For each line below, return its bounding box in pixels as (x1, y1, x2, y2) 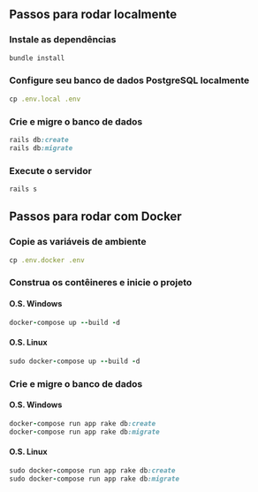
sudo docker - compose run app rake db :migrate (9, 474, 179, 483)
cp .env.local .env (9, 95, 81, 103)
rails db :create (9, 136, 69, 145)
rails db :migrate (9, 143, 73, 153)
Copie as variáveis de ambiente (9, 236, 147, 248)
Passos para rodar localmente (9, 7, 178, 22)
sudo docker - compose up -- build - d (9, 357, 140, 366)
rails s (9, 185, 38, 193)
